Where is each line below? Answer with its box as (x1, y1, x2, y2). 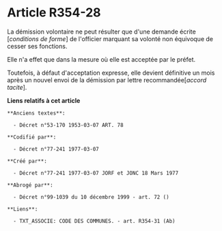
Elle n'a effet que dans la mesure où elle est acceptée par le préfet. (7, 55, 196, 63)
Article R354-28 (7, 5, 101, 21)
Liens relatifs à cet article (7, 96, 81, 104)
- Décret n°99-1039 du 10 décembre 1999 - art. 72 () (13, 193, 169, 200)
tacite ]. (7, 83, 27, 91)
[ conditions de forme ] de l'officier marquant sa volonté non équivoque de (7, 34, 214, 42)
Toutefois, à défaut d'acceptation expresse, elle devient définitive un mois (7, 69, 215, 77)
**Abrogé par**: (7, 182, 53, 189)
